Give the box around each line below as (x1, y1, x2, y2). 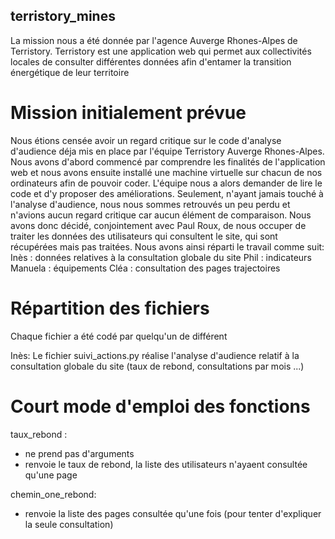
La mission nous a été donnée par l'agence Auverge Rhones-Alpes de (10, 34, 298, 46)
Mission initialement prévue (10, 102, 247, 124)
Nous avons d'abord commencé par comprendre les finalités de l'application (10, 155, 326, 168)
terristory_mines (10, 8, 116, 25)
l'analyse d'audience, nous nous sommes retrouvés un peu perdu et (10, 198, 291, 210)
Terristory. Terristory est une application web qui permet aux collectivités (10, 45, 312, 57)
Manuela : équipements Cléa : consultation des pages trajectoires (10, 262, 281, 274)
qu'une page (24, 469, 78, 481)
